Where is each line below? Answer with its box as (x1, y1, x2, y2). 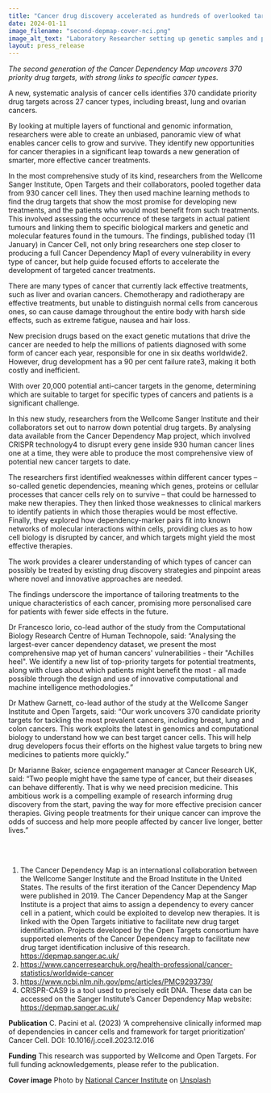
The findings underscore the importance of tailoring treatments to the (8, 590, 240, 599)
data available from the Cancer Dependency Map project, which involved (8, 431, 251, 441)
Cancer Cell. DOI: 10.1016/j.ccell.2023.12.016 (8, 1036, 155, 1045)
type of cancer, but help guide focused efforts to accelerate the (8, 257, 220, 267)
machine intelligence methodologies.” (8, 683, 134, 692)
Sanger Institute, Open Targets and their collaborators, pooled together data (8, 179, 261, 190)
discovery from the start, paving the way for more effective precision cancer (8, 800, 262, 809)
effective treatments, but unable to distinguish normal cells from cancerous (8, 298, 258, 308)
